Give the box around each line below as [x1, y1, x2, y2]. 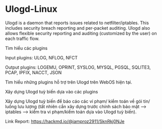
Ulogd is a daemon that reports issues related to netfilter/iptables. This [5, 20, 149, 26]
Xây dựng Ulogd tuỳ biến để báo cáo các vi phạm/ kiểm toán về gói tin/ [5, 98, 150, 104]
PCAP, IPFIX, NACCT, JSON [5, 69, 62, 75]
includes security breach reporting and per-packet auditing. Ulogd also [5, 25, 150, 31]
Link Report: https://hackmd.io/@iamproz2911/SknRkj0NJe [5, 118, 125, 124]
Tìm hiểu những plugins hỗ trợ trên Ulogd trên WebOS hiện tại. [5, 79, 132, 85]
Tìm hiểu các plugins [5, 45, 48, 51]
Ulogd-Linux [5, 3, 58, 15]
